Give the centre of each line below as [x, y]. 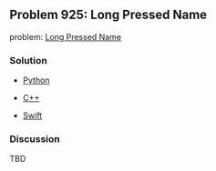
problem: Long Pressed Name [65, 36]
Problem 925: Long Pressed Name [108, 15]
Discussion [35, 139]
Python [36, 80]
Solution [29, 60]
